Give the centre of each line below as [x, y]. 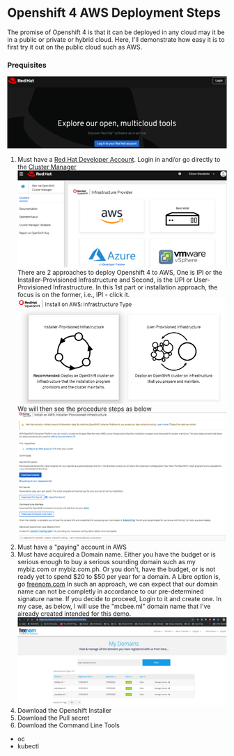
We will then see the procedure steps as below [84, 409]
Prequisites [27, 65]
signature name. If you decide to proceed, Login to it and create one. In [119, 598]
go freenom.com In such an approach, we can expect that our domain [117, 584]
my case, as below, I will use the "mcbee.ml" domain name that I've [114, 606]
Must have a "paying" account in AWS [72, 547]
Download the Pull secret [53, 718]
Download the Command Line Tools [69, 725]
